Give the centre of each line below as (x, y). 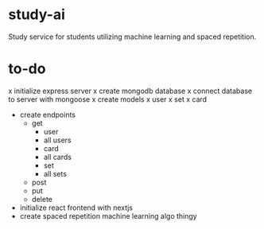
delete (42, 199)
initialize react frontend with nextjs (76, 208)
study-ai (37, 15)
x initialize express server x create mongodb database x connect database (130, 91)
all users (57, 140)
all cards (57, 157)
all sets (55, 173)
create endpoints (48, 114)
